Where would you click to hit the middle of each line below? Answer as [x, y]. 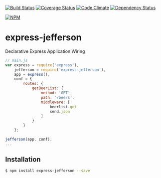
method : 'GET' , [56, 93]
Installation [23, 159]
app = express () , [32, 74]
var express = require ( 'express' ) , [42, 65]
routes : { [33, 84]
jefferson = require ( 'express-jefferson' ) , [60, 70]
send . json [60, 111]
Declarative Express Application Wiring [45, 51]
